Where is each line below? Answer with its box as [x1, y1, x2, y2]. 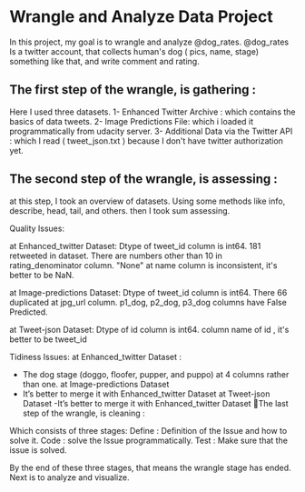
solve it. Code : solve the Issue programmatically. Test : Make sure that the [9, 435, 289, 446]
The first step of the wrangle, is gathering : [9, 82, 257, 97]
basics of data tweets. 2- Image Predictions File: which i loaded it [9, 115, 254, 126]
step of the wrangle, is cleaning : [22, 407, 145, 418]
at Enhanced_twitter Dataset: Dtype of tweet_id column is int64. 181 [9, 240, 261, 251]
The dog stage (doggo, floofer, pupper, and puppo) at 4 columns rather [22, 368, 290, 379]
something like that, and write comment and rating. [9, 55, 200, 66]
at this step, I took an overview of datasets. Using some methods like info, [9, 196, 286, 206]
